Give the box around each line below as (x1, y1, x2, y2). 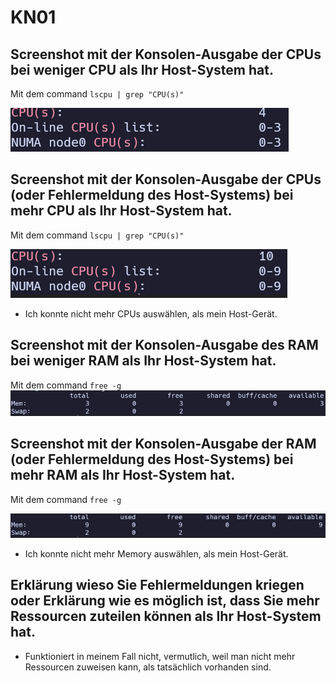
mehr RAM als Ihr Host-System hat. (10, 467, 236, 484)
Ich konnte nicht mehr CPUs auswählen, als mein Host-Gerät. (24, 307, 278, 320)
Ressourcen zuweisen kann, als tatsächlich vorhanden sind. (24, 661, 272, 673)
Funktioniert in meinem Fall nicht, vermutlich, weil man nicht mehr (24, 650, 296, 662)
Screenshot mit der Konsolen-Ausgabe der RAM (10, 436, 317, 453)
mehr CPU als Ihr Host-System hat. (10, 202, 233, 220)
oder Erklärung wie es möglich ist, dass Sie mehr (10, 592, 320, 610)
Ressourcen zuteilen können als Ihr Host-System (10, 608, 322, 625)
